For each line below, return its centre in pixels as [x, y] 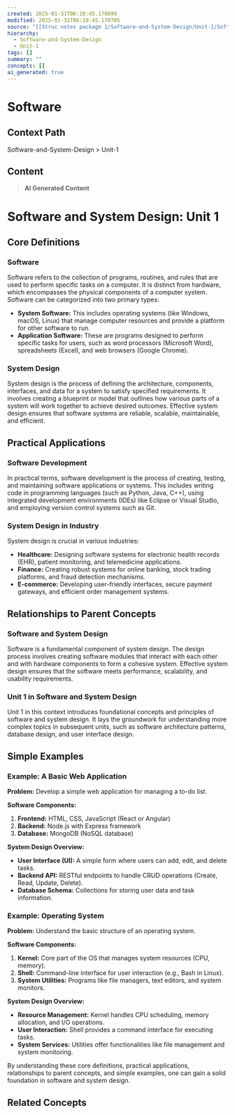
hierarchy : [23, 33]
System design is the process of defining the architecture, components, [111, 384]
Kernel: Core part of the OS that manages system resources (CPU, [113, 958]
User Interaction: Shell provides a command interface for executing [115, 1030]
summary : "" [24, 59]
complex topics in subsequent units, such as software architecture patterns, [117, 727]
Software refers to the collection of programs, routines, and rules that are [113, 278]
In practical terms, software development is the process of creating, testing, [116, 478]
